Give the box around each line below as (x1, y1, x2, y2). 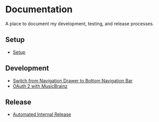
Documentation (5, 4, 73, 15)
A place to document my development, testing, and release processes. (5, 21, 154, 27)
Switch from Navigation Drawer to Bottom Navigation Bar (12, 77, 133, 84)
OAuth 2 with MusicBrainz (12, 83, 68, 89)
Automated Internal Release (12, 111, 72, 117)
